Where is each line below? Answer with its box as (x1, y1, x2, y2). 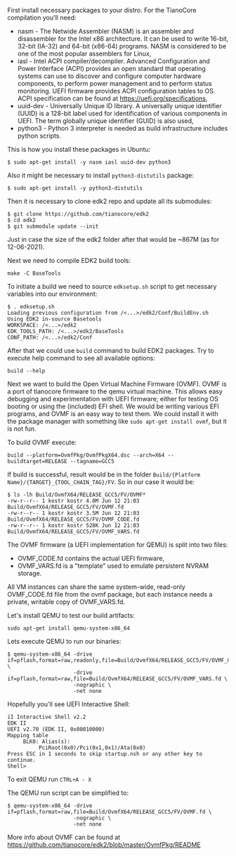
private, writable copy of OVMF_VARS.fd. (7, 597, 125, 606)
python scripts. (17, 131, 62, 140)
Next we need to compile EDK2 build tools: (7, 257, 131, 264)
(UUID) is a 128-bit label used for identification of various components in (17, 109, 228, 117)
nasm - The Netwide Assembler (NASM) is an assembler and (17, 27, 195, 35)
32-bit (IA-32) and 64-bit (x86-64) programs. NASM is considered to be (17, 42, 227, 50)
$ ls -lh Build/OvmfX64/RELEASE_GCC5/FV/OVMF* (7, 491, 146, 498)
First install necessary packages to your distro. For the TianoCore (7, 6, 197, 14)
